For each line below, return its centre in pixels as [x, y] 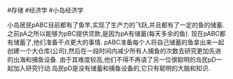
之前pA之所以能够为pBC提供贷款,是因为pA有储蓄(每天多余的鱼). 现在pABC [113, 34]
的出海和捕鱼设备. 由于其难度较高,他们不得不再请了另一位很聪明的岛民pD [112, 60]
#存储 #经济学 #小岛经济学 [45, 10]
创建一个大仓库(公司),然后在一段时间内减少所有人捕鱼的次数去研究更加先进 [114, 51]
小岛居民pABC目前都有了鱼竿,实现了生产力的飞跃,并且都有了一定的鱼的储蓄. [116, 25]
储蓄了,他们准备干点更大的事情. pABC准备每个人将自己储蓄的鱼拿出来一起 [119, 42]
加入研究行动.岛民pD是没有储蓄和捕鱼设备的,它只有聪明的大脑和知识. [112, 68]
